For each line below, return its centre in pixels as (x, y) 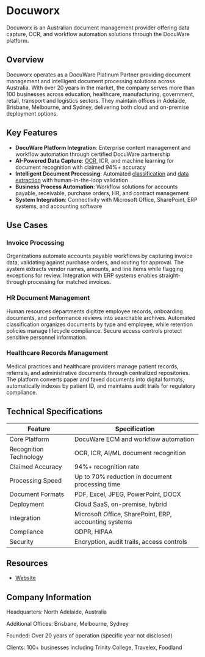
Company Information (49, 597)
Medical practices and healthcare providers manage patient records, (92, 366)
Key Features (32, 133)
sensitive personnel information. (47, 337)
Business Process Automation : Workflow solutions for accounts (96, 187)
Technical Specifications (55, 411)
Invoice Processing (35, 242)
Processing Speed (36, 480)
